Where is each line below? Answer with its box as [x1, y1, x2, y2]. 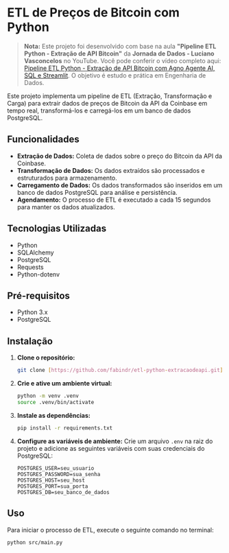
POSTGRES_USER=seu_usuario [16, 464, 95, 471]
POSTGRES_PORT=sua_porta [16, 482, 88, 490]
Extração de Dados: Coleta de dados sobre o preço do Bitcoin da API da [16, 152, 223, 160]
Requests [16, 263, 44, 271]
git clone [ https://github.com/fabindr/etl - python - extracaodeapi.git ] [16, 367, 224, 374]
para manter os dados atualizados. [16, 202, 115, 211]
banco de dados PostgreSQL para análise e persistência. [16, 188, 178, 196]
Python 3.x [16, 308, 48, 316]
